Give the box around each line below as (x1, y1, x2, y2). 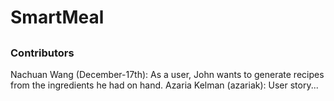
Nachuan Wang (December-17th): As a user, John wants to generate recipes (10, 68, 325, 80)
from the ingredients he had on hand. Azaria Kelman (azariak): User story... (10, 79, 319, 91)
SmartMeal (10, 6, 105, 29)
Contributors (10, 46, 75, 60)
